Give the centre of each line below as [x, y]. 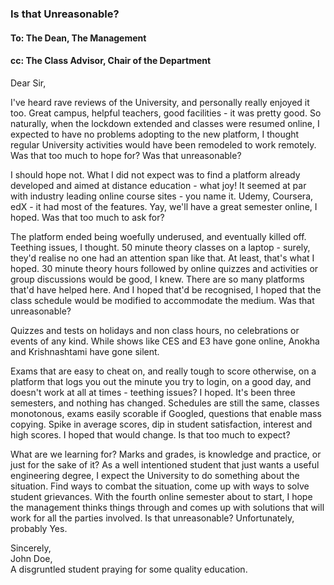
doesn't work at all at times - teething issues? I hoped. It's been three [153, 392]
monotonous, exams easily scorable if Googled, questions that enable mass [166, 413]
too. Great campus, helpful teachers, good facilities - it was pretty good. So [166, 113]
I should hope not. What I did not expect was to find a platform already [155, 174]
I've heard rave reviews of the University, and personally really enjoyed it [160, 102]
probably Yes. [39, 528]
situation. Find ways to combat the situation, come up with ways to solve [160, 486]
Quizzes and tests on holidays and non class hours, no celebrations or [155, 330]
